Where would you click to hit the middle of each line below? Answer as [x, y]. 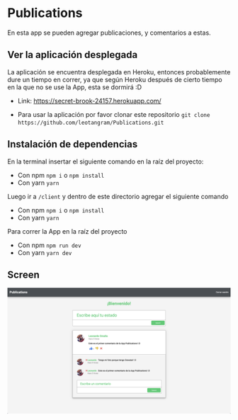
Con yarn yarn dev [45, 252]
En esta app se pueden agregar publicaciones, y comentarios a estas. [109, 33]
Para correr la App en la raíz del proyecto [67, 231]
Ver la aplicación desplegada [73, 55]
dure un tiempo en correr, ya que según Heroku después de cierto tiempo [115, 79]
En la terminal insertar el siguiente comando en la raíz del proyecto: [106, 161]
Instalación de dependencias [73, 144]
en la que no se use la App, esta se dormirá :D [75, 87]
